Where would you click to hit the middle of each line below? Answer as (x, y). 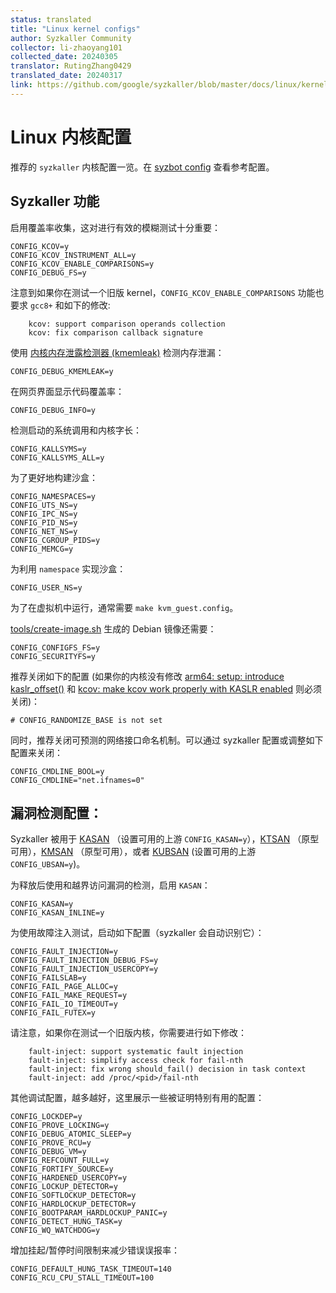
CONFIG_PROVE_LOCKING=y (60, 1126)
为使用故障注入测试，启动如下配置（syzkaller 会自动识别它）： (137, 933)
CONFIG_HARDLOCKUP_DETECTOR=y (73, 1204)
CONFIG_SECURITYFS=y (53, 656)
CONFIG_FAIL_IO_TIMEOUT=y (64, 1004)
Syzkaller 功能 (55, 201)
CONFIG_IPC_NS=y (44, 514)
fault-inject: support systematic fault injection (136, 1052)
